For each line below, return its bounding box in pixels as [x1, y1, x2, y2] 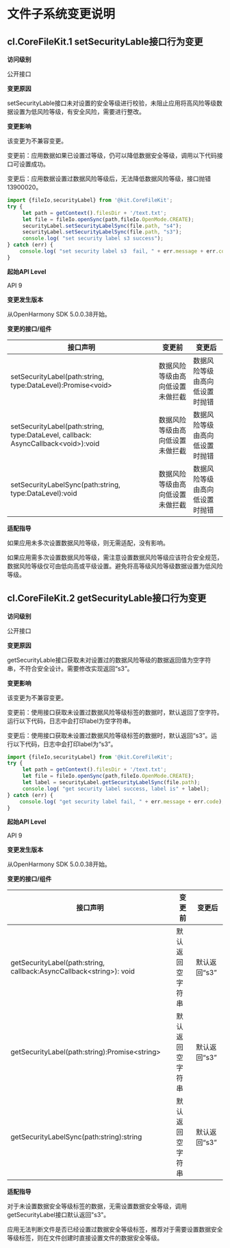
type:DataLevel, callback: [10, 430, 92, 439]
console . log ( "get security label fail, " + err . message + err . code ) [19, 798, 222, 805]
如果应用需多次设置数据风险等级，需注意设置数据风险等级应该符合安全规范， [7, 553, 223, 562]
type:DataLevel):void [10, 488, 77, 498]
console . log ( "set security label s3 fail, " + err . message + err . [19, 248, 219, 255]
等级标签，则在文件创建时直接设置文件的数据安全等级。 [7, 1234, 163, 1243]
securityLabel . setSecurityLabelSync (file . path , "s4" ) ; [22, 222, 183, 229]
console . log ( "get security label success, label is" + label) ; [22, 785, 210, 792]
